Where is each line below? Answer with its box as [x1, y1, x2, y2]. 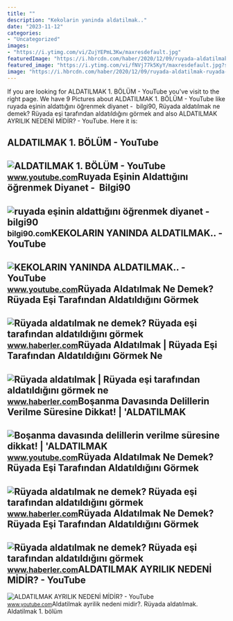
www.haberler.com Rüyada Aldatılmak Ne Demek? [7, 507, 214, 519]
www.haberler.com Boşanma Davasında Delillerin [7, 395, 210, 407]
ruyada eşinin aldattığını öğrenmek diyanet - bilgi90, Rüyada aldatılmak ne [7, 102, 221, 110]
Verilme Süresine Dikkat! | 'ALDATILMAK [7, 406, 187, 418]
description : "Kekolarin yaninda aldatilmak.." [7, 17, 148, 24]
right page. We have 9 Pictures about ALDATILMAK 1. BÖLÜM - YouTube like [7, 94, 225, 103]
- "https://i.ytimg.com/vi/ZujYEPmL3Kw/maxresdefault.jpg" [7, 49, 182, 56]
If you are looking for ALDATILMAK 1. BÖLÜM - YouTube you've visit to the [7, 87, 220, 96]
